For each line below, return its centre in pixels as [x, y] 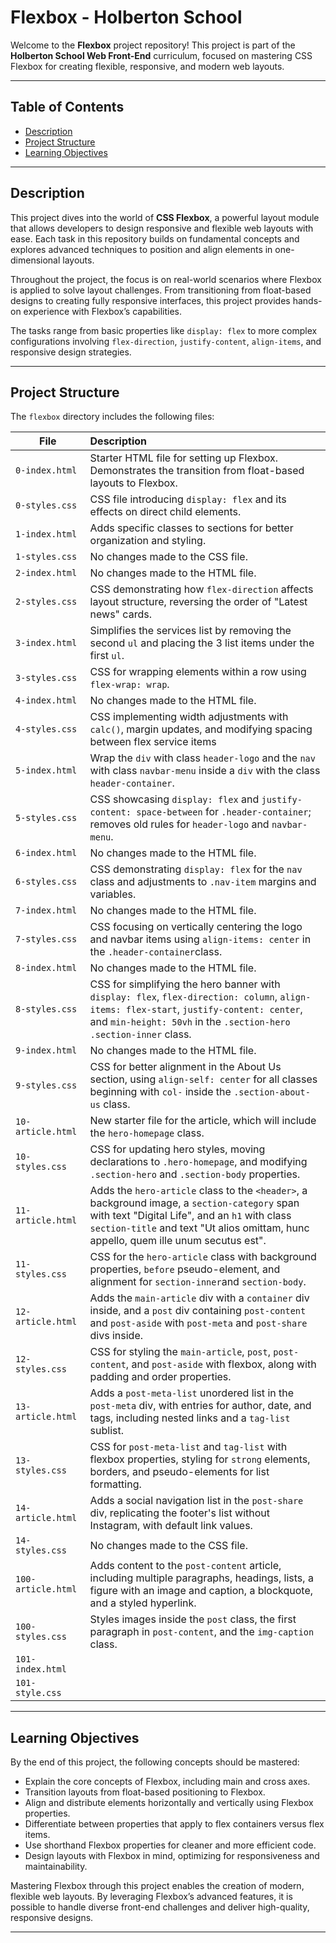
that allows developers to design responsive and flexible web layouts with [162, 228]
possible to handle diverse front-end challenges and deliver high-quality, [160, 1907]
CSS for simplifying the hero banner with [185, 984]
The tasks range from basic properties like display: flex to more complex [164, 330]
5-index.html [46, 770]
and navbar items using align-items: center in [200, 939]
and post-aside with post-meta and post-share [198, 1323]
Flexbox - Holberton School [126, 17]
